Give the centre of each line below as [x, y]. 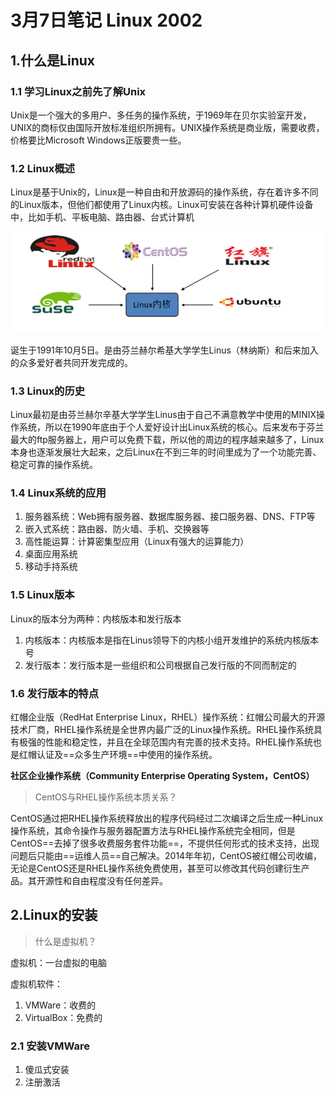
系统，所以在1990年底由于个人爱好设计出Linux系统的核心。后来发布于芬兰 [171, 427]
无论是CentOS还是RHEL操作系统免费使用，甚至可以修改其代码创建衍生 [156, 868]
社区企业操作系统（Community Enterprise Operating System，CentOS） [162, 775]
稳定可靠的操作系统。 [54, 465]
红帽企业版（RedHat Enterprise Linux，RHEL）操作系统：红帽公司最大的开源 [168, 717]
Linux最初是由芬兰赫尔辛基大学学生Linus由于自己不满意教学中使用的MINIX [163, 415]
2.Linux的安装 [54, 915]
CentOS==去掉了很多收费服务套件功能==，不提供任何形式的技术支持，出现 [165, 843]
